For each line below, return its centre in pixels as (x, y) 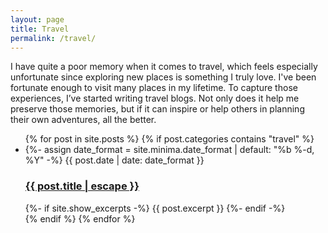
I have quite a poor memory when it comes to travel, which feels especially (164, 67)
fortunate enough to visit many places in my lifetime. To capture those (154, 88)
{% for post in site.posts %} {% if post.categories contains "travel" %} (169, 139)
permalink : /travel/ (53, 38)
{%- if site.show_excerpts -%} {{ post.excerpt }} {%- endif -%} (155, 208)
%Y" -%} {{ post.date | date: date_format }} (114, 160)
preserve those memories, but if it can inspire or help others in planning (157, 109)
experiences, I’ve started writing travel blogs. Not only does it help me (155, 98)
